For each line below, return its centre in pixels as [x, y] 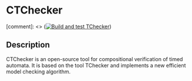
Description [28, 45]
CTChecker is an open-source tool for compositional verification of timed [95, 59]
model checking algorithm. [38, 72]
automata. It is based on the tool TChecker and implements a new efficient [96, 65]
